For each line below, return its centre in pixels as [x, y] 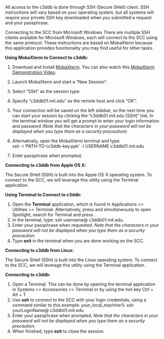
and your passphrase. [27, 23]
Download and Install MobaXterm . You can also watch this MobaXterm [83, 67]
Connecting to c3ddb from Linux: [40, 250]
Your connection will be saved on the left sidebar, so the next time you [83, 110]
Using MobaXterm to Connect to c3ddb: [47, 58]
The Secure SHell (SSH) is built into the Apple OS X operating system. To [79, 175]
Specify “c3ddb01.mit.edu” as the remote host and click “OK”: [74, 101]
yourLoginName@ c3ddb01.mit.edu [48, 310]
